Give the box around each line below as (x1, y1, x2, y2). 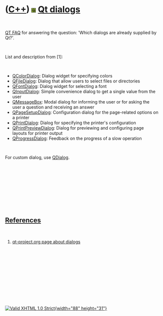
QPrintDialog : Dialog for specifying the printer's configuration (12, 120, 136, 126)
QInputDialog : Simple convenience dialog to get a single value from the (12, 88, 156, 94)
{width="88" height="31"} (54, 305, 107, 311)
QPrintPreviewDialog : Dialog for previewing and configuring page (12, 125, 144, 131)
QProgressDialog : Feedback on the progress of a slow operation (12, 135, 142, 141)
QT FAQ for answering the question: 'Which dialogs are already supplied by (5, 29, 157, 35)
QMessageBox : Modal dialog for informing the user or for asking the (12, 99, 150, 105)
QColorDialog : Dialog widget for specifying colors (12, 73, 113, 79)
